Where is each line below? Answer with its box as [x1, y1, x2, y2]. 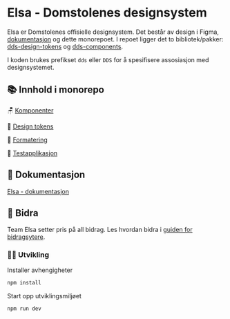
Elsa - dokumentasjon [7, 187, 69, 195]
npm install [7, 279, 41, 286]
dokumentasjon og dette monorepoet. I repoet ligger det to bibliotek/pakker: [7, 35, 224, 43]
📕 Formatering [7, 135, 48, 144]
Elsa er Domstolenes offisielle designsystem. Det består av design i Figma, [7, 28, 220, 36]
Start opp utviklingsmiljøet [7, 291, 82, 300]
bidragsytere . [7, 233, 46, 241]
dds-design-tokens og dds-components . [7, 42, 123, 50]
